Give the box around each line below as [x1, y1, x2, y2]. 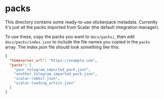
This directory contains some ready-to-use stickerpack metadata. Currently [5, 19, 158, 25]
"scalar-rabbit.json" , [14, 76, 60, 81]
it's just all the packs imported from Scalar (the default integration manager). [5, 24, 160, 30]
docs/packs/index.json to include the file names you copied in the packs [5, 39, 150, 44]
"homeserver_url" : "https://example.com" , [9, 58, 97, 63]
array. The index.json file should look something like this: [5, 44, 120, 50]
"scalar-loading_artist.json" [14, 81, 76, 86]
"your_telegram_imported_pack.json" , [14, 67, 91, 72]
